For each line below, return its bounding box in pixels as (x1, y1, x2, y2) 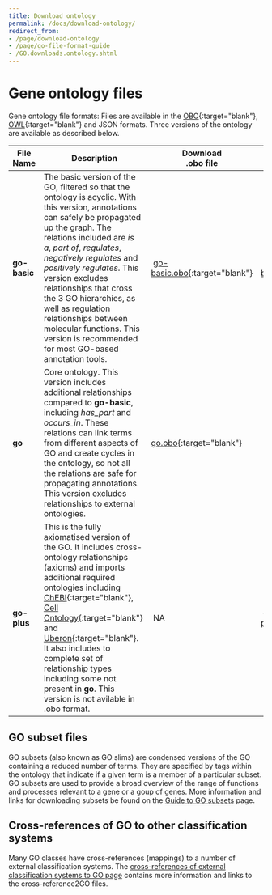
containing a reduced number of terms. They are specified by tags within (8, 761, 253, 770)
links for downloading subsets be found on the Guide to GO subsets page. (8, 795, 256, 805)
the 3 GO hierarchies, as (43, 292, 136, 303)
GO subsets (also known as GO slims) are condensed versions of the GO (8, 752, 251, 761)
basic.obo (151, 267, 189, 278)
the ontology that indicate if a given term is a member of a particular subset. (8, 770, 262, 779)
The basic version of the (43, 171, 136, 182)
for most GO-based (43, 343, 119, 354)
